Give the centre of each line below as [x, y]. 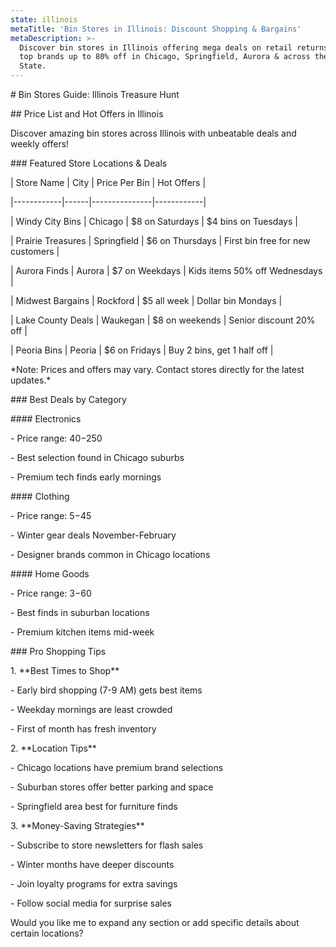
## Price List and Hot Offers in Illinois [87, 114]
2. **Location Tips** [53, 748]
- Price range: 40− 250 [56, 438]
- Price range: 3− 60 [51, 593]
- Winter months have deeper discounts [92, 864]
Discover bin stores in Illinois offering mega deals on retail [156, 47]
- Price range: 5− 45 [51, 515]
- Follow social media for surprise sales [91, 903]
